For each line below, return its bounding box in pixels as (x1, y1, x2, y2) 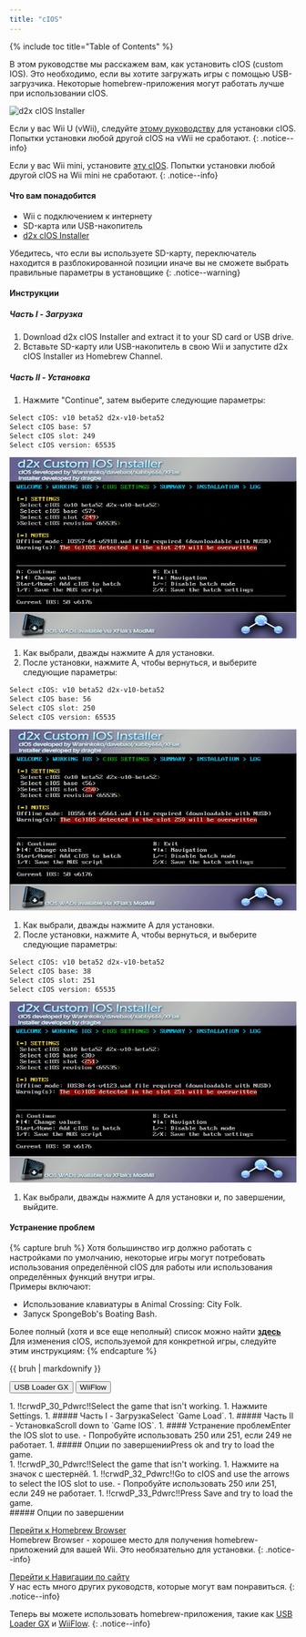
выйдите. (22, 1201, 59, 1212)
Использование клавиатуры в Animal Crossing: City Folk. (22, 1299, 243, 1310)
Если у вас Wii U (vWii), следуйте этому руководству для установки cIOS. (9, 123, 296, 134)
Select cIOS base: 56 (9, 695, 92, 704)
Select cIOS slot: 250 (9, 704, 96, 713)
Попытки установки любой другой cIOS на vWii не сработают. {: (9, 132, 260, 143)
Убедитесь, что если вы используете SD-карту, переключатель (9, 247, 257, 259)
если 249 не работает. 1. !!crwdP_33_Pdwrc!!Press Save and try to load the (9, 1488, 293, 1499)
